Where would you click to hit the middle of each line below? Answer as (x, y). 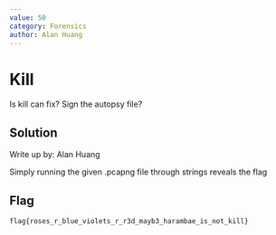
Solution (33, 132)
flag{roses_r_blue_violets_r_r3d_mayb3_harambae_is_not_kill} (129, 221)
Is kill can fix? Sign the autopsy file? (76, 104)
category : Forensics (48, 26)
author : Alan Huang (46, 34)
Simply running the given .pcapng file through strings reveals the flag (138, 172)
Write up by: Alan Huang (55, 155)
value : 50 (28, 18)
